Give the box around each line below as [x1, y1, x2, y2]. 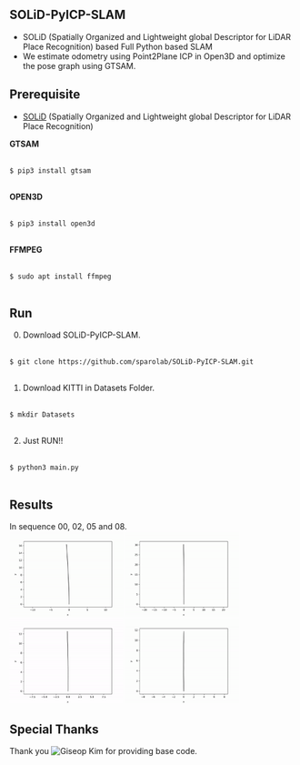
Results [9, 497, 54, 512]
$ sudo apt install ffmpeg [9, 272, 112, 281]
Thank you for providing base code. [9, 746, 198, 757]
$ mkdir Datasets [9, 410, 75, 419]
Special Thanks [9, 721, 99, 737]
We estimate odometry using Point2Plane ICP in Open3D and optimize [22, 50, 286, 62]
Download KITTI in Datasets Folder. [22, 382, 155, 394]
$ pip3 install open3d [9, 218, 95, 228]
